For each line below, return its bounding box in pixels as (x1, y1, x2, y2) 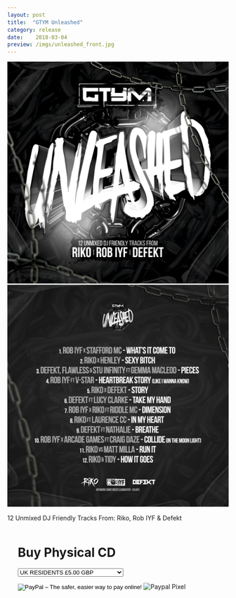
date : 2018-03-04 (7, 34, 68, 41)
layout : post (7, 11, 46, 18)
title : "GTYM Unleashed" (7, 18, 83, 26)
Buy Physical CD (17, 544, 116, 561)
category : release (7, 26, 61, 33)
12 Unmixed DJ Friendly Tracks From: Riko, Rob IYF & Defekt (7, 514, 183, 523)
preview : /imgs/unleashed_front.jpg (7, 41, 114, 49)
